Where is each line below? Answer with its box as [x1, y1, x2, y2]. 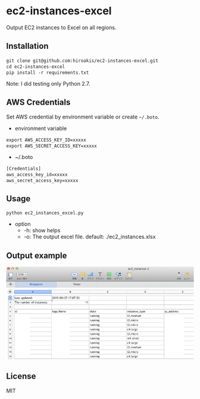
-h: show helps [23, 227, 61, 234]
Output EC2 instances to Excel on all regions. [6, 24, 117, 31]
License [6, 371, 36, 382]
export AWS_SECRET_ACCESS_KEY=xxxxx [6, 143, 97, 149]
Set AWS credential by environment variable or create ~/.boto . [6, 113, 160, 120]
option [14, 220, 31, 227]
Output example [6, 250, 67, 260]
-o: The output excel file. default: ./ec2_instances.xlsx [23, 233, 156, 241]
